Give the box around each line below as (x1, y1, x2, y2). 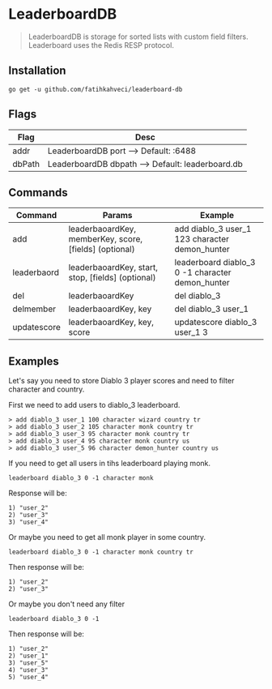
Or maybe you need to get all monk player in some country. (8, 533, 206, 542)
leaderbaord (12, 267, 59, 278)
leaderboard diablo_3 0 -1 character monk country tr (8, 548, 194, 556)
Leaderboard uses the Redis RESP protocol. (28, 40, 174, 49)
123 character (174, 233, 229, 245)
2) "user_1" (8, 652, 49, 661)
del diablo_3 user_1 (174, 303, 249, 315)
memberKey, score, (68, 233, 143, 245)
